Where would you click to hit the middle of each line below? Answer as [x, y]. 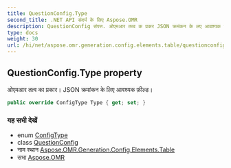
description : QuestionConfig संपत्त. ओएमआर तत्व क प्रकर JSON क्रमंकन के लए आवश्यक [114, 26]
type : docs [23, 33]
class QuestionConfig [47, 142]
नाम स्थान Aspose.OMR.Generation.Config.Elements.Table [96, 149]
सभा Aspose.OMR [41, 157]
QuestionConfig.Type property [75, 73]
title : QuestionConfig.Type [47, 13]
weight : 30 [23, 39]
